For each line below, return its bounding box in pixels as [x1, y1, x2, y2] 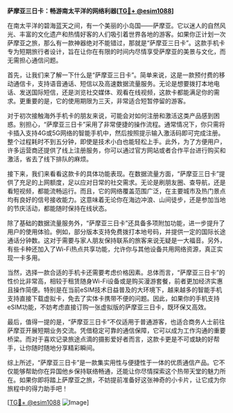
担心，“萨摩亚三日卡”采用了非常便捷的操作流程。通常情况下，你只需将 [25, 121, 225, 128]
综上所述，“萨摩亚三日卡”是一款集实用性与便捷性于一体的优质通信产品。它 [7, 358, 220, 367]
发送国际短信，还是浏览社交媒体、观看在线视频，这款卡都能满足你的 [19, 88, 214, 96]
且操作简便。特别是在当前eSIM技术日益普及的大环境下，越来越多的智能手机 [7, 285, 223, 294]
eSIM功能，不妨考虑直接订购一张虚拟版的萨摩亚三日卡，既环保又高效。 [7, 303, 210, 311]
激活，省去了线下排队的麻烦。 [7, 155, 92, 163]
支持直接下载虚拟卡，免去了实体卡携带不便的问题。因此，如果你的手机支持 [7, 295, 220, 302]
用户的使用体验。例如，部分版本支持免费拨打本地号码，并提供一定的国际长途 [7, 228, 226, 236]
